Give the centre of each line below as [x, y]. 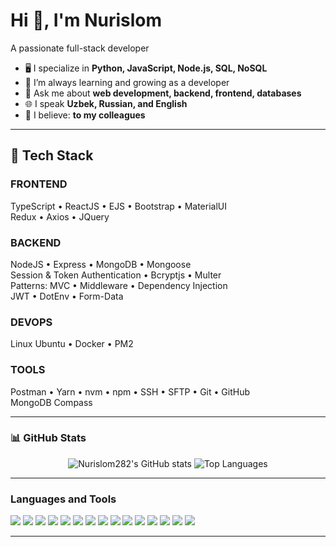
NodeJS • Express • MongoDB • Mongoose [101, 264]
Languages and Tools [63, 499]
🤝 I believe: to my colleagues [85, 115]
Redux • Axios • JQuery [60, 216]
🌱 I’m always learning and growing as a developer [127, 82]
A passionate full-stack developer [80, 48]
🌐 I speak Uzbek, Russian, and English [106, 103]
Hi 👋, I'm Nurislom [86, 20]
